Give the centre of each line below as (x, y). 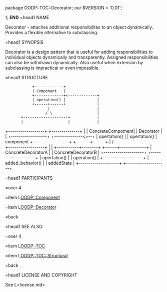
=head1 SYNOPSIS (24, 42)
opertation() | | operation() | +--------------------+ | (95, 158)
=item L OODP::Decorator (31, 207)
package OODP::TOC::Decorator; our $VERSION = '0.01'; (64, 8)
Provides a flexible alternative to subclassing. (52, 32)
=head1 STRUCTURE (27, 77)
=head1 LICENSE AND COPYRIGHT (41, 275)
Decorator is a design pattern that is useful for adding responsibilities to (79, 52)
